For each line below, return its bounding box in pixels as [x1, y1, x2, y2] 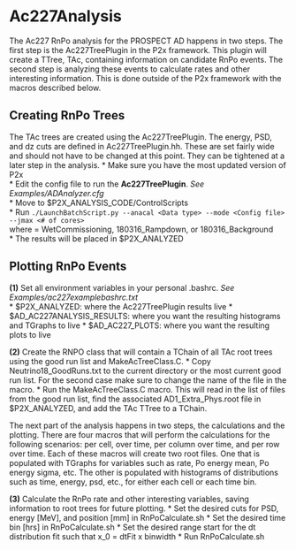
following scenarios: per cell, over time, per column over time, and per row [9, 439, 280, 449]
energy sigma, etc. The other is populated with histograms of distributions [9, 467, 278, 477]
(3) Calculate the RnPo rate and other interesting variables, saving [9, 493, 250, 504]
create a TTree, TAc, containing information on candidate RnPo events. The [9, 54, 284, 65]
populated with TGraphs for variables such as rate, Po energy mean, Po [9, 457, 269, 468]
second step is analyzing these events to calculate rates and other [9, 64, 251, 74]
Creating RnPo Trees [9, 108, 125, 123]
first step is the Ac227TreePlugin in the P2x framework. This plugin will [9, 44, 267, 55]
